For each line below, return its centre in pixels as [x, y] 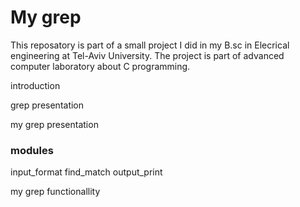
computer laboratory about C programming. [100, 66]
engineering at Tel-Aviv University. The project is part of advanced [147, 55]
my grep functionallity [55, 192]
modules [32, 150]
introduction [35, 85]
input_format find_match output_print [86, 172]
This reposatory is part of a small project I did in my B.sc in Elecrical [150, 45]
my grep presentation [54, 124]
